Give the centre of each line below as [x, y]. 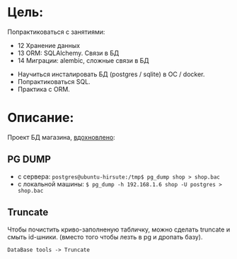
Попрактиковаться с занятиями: [56, 32]
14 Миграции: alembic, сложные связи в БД [83, 60]
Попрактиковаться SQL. [54, 81]
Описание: [41, 118]
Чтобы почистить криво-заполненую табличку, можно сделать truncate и [119, 229]
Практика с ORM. [44, 89]
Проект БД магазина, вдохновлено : [61, 137]
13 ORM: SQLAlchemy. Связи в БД [68, 53]
